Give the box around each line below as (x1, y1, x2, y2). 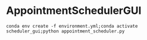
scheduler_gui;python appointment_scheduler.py (6, 28, 125, 34)
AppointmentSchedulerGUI (6, 4, 142, 17)
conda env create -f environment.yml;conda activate (6, 23, 138, 29)
